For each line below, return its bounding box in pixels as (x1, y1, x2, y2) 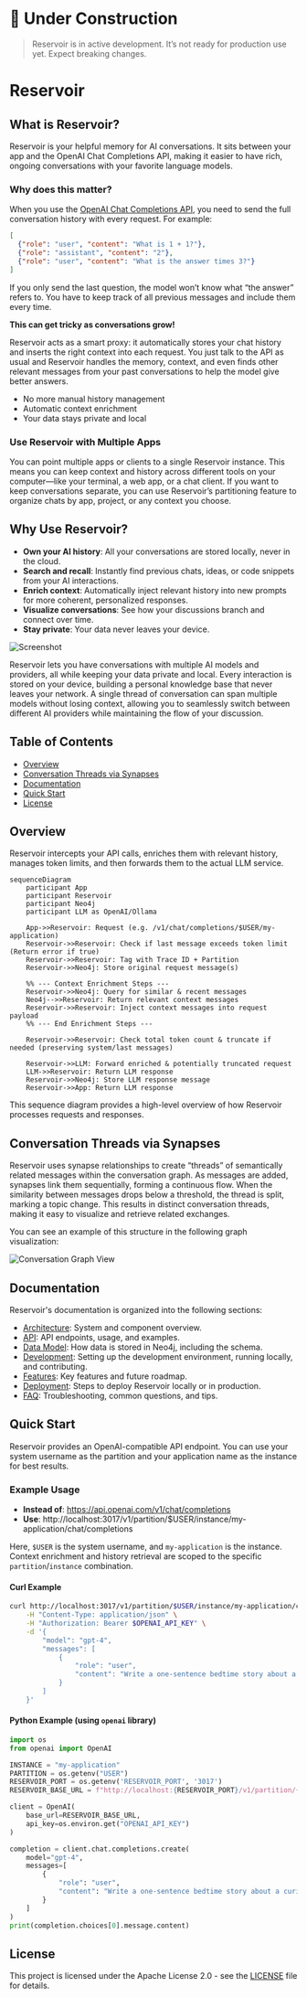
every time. (9, 301, 52, 312)
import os (9, 1735, 48, 1745)
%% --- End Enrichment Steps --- (26, 1020, 153, 1029)
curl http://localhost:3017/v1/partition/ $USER (9, 1602, 195, 1611)
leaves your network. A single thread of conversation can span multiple (9, 688, 278, 699)
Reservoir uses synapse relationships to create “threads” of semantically (9, 1160, 283, 1171)
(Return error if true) (9, 947, 101, 956)
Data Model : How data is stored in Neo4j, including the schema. (22, 1341, 263, 1352)
